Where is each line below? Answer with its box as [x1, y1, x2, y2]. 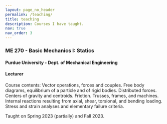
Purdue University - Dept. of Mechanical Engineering [5, 59, 118, 65]
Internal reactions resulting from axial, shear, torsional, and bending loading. [5, 98, 162, 104]
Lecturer [5, 71, 24, 77]
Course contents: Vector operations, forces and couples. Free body [5, 82, 144, 88]
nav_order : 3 [5, 30, 33, 35]
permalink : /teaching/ [5, 12, 53, 17]
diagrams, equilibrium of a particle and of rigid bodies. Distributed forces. [5, 87, 157, 93]
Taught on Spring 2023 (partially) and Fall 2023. [5, 113, 104, 119]
